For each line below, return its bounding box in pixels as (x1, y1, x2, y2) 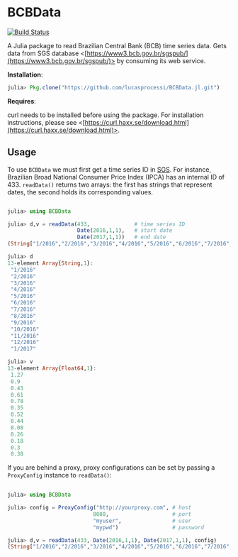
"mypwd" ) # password (93, 524, 204, 531)
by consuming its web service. (116, 56, 206, 65)
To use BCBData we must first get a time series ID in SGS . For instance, (7, 165, 211, 174)
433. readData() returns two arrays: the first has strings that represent (7, 180, 212, 189)
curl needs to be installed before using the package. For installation (7, 111, 204, 119)
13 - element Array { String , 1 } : (7, 260, 93, 267)
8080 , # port (93, 510, 192, 518)
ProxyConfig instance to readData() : (7, 471, 112, 480)
